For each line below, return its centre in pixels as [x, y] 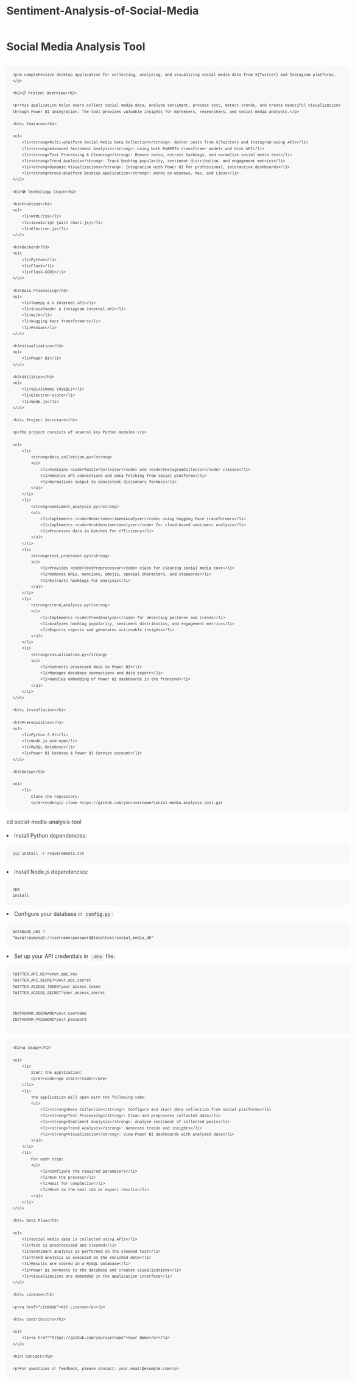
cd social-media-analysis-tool [44, 822]
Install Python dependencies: [51, 836]
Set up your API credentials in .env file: [65, 956]
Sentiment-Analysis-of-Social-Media [103, 11]
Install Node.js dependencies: [51, 872]
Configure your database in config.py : [64, 914]
